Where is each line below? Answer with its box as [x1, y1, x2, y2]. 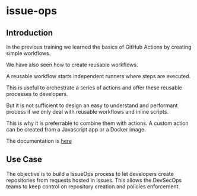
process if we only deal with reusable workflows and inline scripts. [6, 108, 169, 115]
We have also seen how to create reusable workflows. [6, 61, 138, 68]
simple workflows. [6, 50, 51, 57]
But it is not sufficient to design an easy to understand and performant [6, 102, 178, 109]
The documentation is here [6, 137, 72, 144]
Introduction [6, 28, 53, 38]
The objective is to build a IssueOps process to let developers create [6, 170, 174, 177]
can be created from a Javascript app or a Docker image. [6, 126, 147, 133]
